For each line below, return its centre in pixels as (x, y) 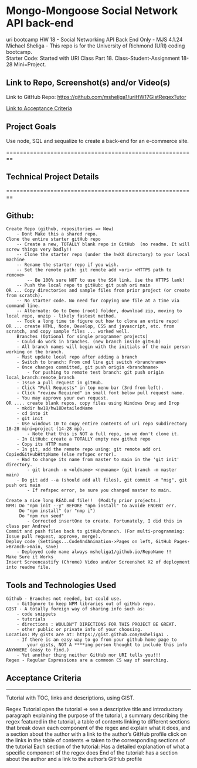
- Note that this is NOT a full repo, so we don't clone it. (103, 434)
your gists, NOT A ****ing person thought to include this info (107, 645)
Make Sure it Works (30, 557)
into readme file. (28, 567)
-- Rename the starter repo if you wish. (68, 265)
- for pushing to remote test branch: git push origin (96, 373)
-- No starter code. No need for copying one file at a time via (98, 301)
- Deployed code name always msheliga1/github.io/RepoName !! (94, 552)
